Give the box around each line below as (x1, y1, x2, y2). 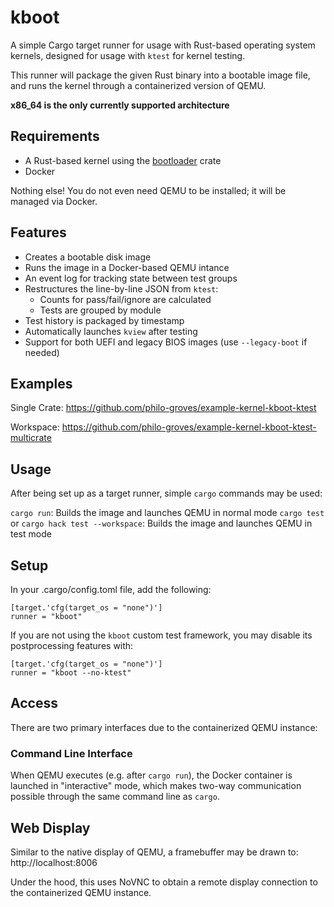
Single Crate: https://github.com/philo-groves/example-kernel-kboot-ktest (10, 402, 317, 414)
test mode (10, 528, 52, 540)
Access (10, 695, 58, 712)
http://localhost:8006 (10, 856, 98, 868)
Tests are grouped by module (39, 304, 162, 316)
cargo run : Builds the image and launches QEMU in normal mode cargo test (10, 507, 325, 519)
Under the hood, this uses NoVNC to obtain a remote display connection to (10, 876, 318, 888)
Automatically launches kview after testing (24, 325, 198, 337)
